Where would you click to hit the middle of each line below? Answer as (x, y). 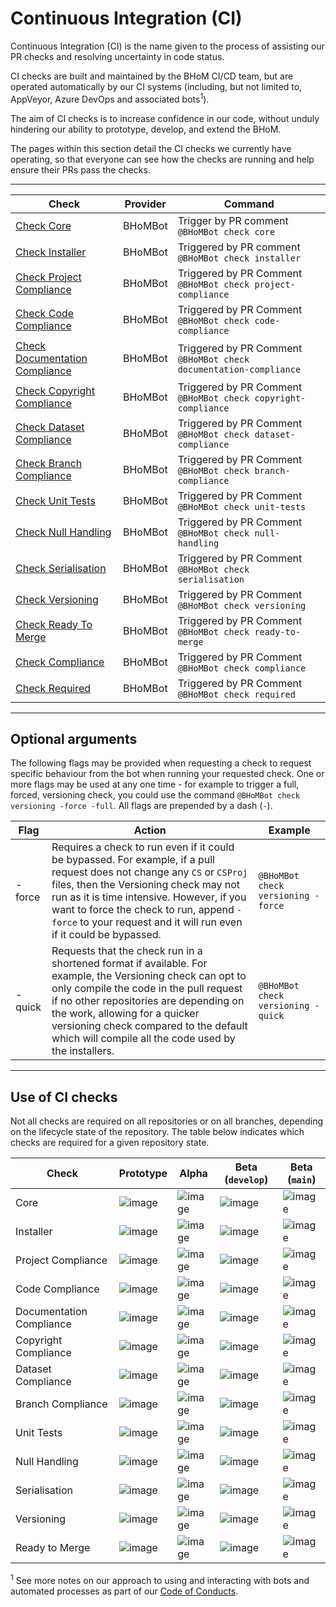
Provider (145, 204)
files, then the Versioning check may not (146, 885)
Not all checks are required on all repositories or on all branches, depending (167, 1121)
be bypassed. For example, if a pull (133, 860)
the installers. (83, 1051)
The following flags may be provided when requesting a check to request (161, 763)
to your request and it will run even (161, 922)
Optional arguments (74, 738)
